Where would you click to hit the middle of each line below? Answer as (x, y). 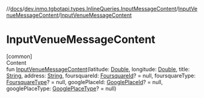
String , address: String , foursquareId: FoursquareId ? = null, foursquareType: (101, 76)
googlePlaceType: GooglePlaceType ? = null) (61, 88)
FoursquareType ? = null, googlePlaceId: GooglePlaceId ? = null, (85, 82)
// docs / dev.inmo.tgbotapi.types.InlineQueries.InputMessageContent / (92, 9)
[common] (19, 56)
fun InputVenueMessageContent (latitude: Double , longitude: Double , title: (98, 69)
